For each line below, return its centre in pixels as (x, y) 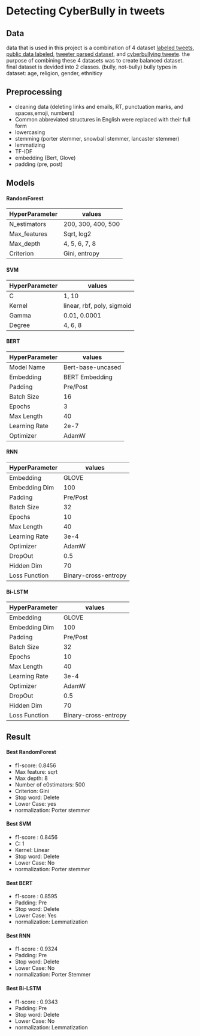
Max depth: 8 (31, 778)
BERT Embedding (88, 377)
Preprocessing (34, 92)
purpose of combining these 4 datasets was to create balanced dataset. (95, 60)
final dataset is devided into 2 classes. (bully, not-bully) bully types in (92, 67)
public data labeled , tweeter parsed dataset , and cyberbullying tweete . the (98, 54)
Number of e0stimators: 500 (50, 784)
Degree (20, 325)
